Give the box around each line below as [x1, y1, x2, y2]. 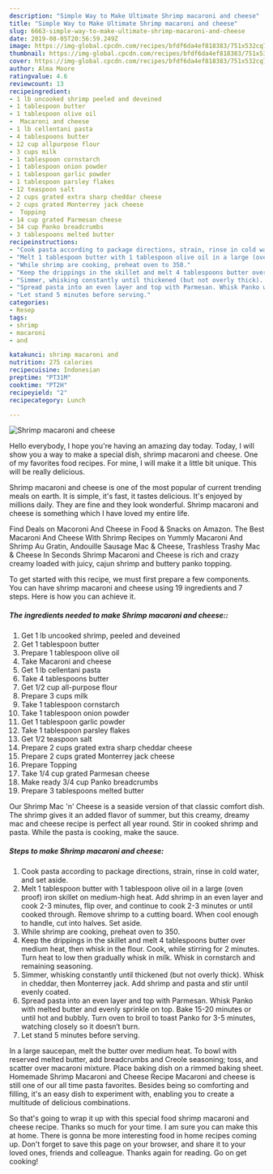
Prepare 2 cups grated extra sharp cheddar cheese [20, 743, 193, 753]
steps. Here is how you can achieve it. [9, 591, 136, 601]
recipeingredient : [9, 87, 71, 96]
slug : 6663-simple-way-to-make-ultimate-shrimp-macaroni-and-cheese [9, 27, 245, 35]
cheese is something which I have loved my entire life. [9, 509, 190, 518]
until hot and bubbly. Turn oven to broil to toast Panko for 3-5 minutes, [20, 1013, 256, 1023]
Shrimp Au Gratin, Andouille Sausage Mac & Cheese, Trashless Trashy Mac [9, 541, 261, 552]
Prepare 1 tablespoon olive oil [20, 648, 120, 658]
